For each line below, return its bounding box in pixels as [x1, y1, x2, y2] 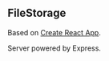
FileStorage [7, 6, 67, 20]
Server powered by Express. [7, 43, 102, 53]
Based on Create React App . [7, 27, 101, 37]
